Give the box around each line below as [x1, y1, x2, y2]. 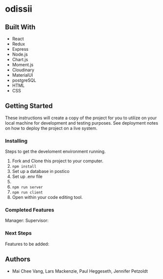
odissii [5, 3, 33, 15]
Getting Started [5, 102, 53, 110]
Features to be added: [5, 241, 50, 247]
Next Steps [5, 230, 32, 236]
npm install [12, 164, 36, 169]
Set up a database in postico [12, 169, 70, 174]
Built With [5, 23, 36, 31]
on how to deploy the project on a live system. [5, 125, 98, 131]
